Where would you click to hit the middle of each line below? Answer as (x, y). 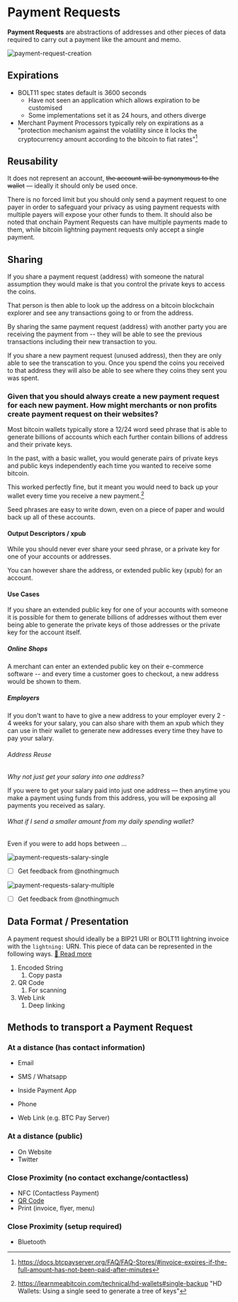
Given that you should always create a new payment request (113, 396)
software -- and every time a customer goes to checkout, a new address (113, 674)
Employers (24, 697)
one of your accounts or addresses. (59, 556)
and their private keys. (40, 444)
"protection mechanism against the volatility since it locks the (107, 130)
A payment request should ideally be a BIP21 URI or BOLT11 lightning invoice (118, 938)
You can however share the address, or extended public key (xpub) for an (115, 571)
